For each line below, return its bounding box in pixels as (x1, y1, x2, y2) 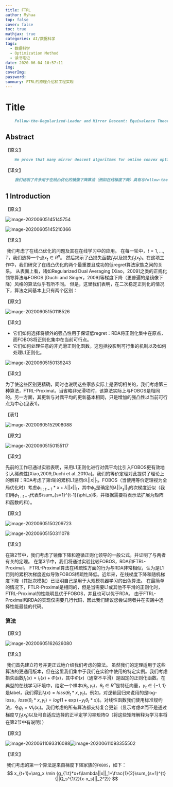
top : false (5, 17, 29, 22)
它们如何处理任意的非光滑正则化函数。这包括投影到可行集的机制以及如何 (12, 343, 166, 349)
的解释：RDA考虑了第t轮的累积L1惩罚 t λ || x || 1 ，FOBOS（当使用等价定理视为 (5, 477, 163, 485)
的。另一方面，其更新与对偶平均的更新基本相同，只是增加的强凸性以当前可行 (5, 394, 168, 400)
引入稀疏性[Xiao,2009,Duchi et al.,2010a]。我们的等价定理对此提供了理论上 (5, 471, 165, 477)
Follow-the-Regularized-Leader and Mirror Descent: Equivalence (14, 118, 155, 123)
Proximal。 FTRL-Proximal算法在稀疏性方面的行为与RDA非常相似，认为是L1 (5, 564, 164, 571)
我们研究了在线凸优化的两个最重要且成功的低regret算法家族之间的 (19, 262, 158, 268)
